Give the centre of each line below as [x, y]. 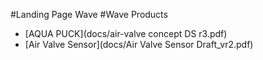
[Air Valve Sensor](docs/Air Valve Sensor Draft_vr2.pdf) [139, 44]
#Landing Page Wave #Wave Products [89, 14]
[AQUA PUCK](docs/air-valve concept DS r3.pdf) [126, 33]
